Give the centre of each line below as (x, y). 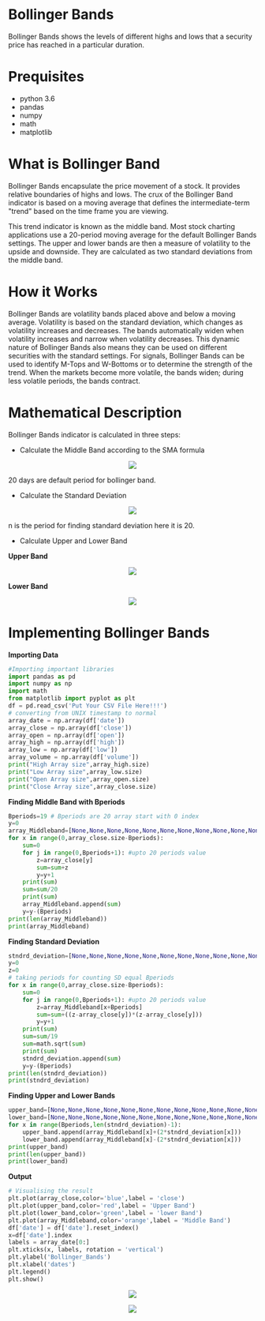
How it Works (53, 292)
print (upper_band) (38, 1146)
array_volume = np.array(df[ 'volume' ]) (74, 757)
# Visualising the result (50, 1191)
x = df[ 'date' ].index (40, 1235)
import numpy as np (40, 684)
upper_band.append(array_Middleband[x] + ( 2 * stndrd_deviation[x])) (132, 1132)
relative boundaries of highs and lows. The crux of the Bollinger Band (121, 194)
